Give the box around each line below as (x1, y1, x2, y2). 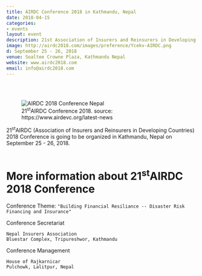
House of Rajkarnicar (6, 258, 61, 264)
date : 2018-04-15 (6, 15, 50, 21)
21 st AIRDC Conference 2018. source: (21, 107, 113, 115)
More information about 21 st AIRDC (6, 167, 183, 183)
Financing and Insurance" (6, 208, 71, 215)
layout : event (6, 31, 42, 38)
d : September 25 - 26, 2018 (6, 48, 77, 54)
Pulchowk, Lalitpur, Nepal (6, 264, 74, 270)
